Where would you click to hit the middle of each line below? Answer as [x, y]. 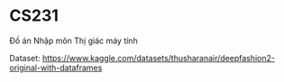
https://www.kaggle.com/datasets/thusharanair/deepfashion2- [159, 58]
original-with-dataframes [56, 68]
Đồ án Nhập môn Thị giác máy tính [73, 41]
